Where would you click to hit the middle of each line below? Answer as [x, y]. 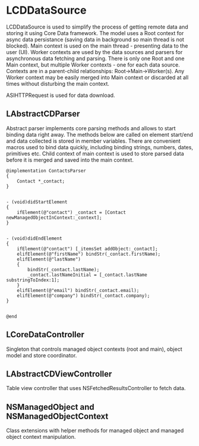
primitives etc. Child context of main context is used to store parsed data [95, 153]
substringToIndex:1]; [33, 280]
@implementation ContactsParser [46, 171]
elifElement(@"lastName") [49, 259]
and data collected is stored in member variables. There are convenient [94, 141]
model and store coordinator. [42, 355]
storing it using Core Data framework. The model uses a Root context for [95, 33]
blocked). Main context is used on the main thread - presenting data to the [97, 46]
